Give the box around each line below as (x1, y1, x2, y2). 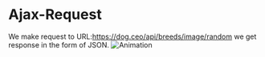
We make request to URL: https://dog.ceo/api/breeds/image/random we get (8, 32, 257, 41)
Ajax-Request (8, 6, 102, 24)
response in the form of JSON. (8, 40, 110, 49)
